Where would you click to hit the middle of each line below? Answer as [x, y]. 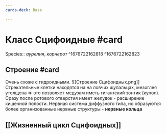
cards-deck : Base [24, 10]
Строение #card [32, 70]
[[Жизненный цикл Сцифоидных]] [63, 125]
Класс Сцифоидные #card [64, 39]
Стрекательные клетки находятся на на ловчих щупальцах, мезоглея [81, 88]
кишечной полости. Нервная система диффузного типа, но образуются [83, 104]
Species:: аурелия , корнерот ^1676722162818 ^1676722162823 [73, 53]
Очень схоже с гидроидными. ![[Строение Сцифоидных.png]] [73, 82]
